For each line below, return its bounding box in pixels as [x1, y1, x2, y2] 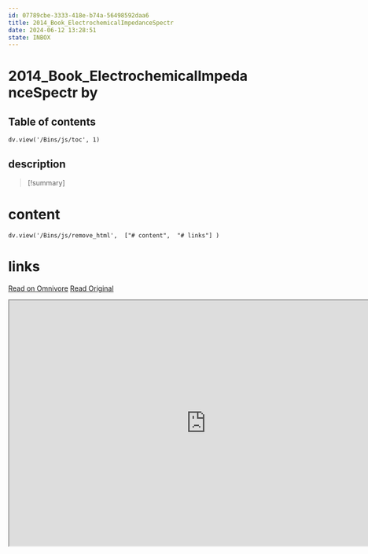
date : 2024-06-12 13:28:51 [8, 26, 97, 34]
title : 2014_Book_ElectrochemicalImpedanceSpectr [8, 19, 175, 27]
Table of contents [8, 115, 96, 128]
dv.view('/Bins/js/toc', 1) [8, 136, 101, 144]
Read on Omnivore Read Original [8, 284, 114, 293]
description [8, 157, 66, 171]
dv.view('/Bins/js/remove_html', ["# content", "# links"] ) [8, 232, 220, 240]
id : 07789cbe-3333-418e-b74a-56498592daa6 [8, 11, 149, 20]
